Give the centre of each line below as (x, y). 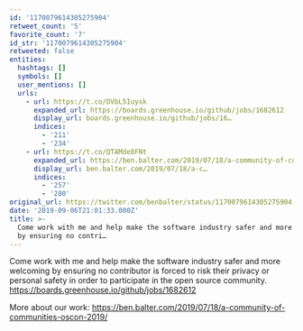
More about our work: (50, 308)
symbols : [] (40, 77)
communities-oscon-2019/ (59, 317)
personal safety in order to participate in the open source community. (138, 280)
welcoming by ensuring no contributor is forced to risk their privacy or (139, 271)
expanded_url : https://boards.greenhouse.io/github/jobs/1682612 (158, 110)
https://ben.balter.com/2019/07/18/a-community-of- (188, 308)
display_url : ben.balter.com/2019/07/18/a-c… (120, 169)
